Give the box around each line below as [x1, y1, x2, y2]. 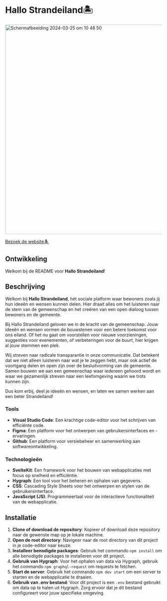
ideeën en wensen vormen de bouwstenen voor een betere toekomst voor [5, 326, 157, 332]
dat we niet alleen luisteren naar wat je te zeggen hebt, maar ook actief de [5, 357, 157, 363]
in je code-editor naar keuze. [12, 542, 72, 548]
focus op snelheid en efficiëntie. [12, 473, 79, 479]
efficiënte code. [12, 422, 45, 428]
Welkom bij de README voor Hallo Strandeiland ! [5, 268, 105, 274]
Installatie [5, 513, 37, 522]
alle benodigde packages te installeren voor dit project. [12, 553, 126, 559]
